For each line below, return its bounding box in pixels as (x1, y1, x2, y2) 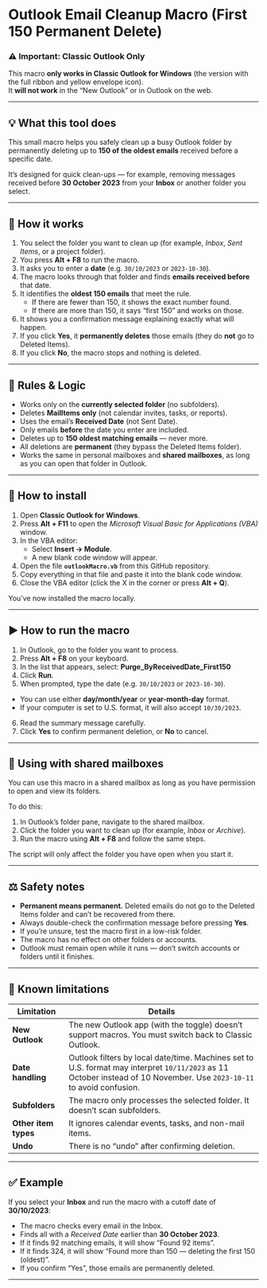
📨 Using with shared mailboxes (8, 757, 164, 770)
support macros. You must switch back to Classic (68, 1029, 253, 1040)
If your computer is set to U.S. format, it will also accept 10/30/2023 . (19, 702, 242, 712)
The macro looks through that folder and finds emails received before (19, 272, 250, 281)
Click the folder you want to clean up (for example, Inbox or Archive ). (19, 825, 246, 836)
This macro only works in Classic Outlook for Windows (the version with (8, 69, 249, 79)
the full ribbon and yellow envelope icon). (8, 77, 145, 87)
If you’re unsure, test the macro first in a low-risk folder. (19, 926, 203, 936)
